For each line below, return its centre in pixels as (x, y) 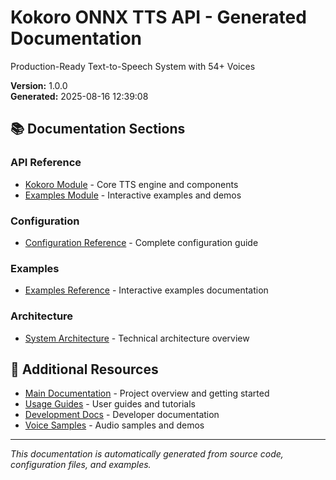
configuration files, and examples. (81, 465)
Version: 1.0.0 (39, 85)
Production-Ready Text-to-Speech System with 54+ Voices (133, 66)
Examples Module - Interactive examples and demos (133, 195)
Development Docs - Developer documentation (122, 415)
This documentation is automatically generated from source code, (147, 454)
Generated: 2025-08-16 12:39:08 (79, 96)
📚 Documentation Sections (98, 129)
